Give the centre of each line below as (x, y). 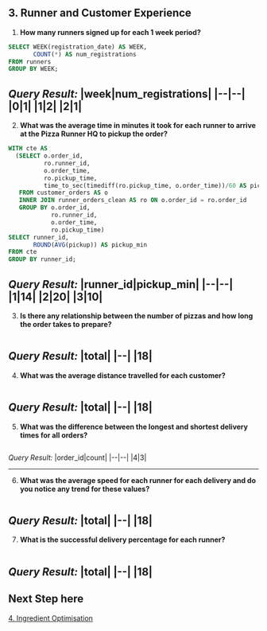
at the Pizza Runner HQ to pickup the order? (94, 134)
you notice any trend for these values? (85, 489)
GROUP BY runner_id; (43, 259)
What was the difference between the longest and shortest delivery (134, 427)
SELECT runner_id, (39, 237)
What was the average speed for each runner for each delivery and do (138, 480)
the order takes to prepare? (66, 324)
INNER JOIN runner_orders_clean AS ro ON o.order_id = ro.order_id (133, 201)
